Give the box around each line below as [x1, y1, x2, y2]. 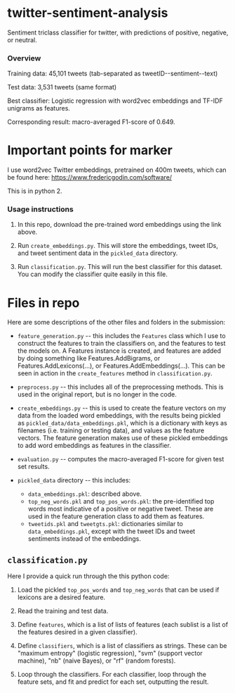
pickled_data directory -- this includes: [17, 476, 131, 485]
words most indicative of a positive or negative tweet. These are [27, 505, 214, 513]
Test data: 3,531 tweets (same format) [7, 83, 117, 92]
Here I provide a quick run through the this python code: [7, 572, 170, 580]
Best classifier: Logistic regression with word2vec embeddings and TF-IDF [7, 96, 223, 105]
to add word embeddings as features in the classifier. [17, 442, 172, 450]
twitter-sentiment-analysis [7, 5, 168, 21]
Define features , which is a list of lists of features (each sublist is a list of [17, 620, 229, 629]
